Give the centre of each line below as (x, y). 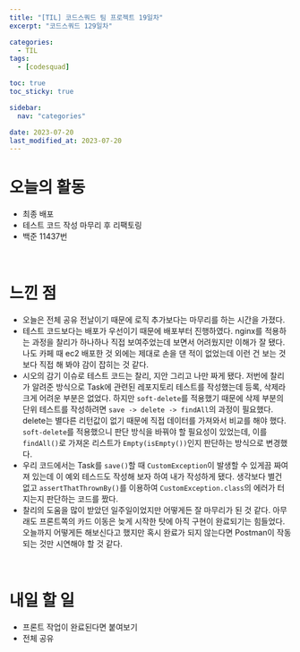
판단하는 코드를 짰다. (82, 499)
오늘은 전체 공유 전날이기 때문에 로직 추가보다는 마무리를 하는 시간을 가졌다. (154, 320)
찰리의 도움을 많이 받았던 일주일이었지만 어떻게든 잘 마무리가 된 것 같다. (146, 510)
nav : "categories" (52, 116)
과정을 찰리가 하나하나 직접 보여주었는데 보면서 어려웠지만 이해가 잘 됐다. (159, 342)
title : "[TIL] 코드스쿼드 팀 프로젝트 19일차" (86, 17)
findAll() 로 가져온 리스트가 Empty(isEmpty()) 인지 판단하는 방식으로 (143, 443)
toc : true (28, 83)
